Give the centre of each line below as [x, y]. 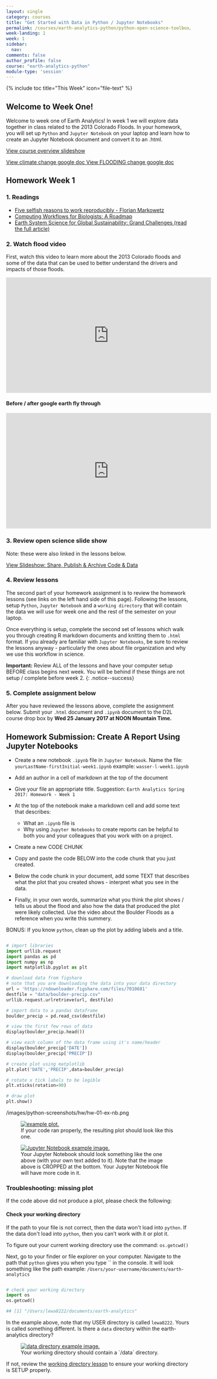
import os [18, 1295]
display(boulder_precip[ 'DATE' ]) [47, 1048]
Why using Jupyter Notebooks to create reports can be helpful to [101, 829]
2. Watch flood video [36, 244]
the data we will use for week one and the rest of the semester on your [91, 611]
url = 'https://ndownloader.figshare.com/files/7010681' [77, 989]
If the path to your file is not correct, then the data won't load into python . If [97, 1227]
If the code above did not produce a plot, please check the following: [89, 1201]
